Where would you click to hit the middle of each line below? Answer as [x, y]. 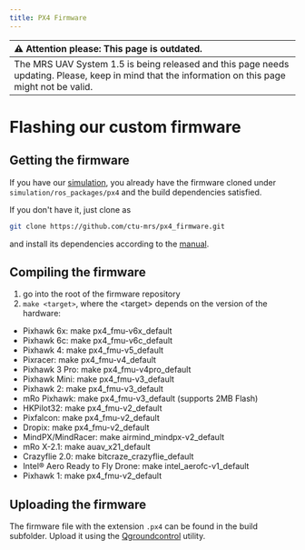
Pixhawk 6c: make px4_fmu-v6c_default [98, 341]
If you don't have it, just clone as [70, 209]
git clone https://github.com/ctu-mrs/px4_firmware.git [117, 226]
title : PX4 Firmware [49, 18]
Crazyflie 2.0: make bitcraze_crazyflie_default [108, 456]
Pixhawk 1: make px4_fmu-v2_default [92, 476]
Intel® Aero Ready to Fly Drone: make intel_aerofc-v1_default [136, 466]
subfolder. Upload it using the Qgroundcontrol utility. [108, 536]
